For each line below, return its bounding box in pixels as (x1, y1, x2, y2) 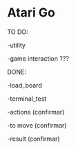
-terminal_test (7, 95, 47, 103)
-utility (7, 41, 26, 49)
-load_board (7, 81, 43, 89)
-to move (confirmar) (7, 121, 67, 129)
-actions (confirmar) (7, 108, 65, 116)
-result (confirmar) (7, 135, 60, 143)
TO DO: (7, 28, 29, 36)
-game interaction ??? (7, 54, 69, 63)
